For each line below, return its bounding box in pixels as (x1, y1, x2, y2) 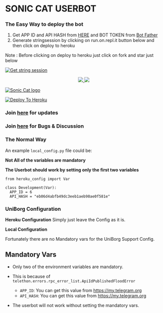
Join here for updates (5, 109, 58, 116)
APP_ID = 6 (9, 189, 32, 194)
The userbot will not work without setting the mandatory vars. (12, 302, 140, 308)
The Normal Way (5, 136, 46, 143)
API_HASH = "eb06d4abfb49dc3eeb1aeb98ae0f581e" (9, 194, 111, 199)
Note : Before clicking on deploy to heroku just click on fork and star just (5, 52, 154, 58)
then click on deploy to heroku (12, 43, 75, 49)
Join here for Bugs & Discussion (5, 123, 84, 130)
